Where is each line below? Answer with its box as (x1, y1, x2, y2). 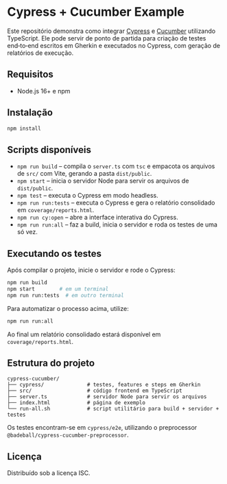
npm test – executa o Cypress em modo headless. (16, 192, 159, 200)
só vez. (16, 228, 38, 236)
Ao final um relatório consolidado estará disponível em (7, 330, 161, 338)
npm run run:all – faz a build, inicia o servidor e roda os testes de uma (16, 220, 218, 229)
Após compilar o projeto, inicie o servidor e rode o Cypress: (7, 266, 176, 275)
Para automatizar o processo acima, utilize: (7, 304, 129, 312)
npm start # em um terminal (7, 286, 109, 292)
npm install (7, 125, 41, 132)
